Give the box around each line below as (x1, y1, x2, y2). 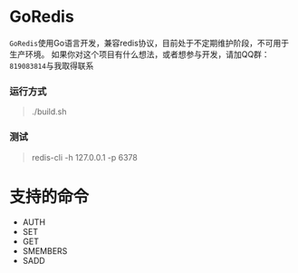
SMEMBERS (22, 246, 68, 257)
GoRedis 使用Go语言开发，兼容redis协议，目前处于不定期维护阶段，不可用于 (9, 37, 290, 48)
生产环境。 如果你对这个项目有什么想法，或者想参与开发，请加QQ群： (9, 48, 270, 60)
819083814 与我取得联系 (9, 60, 94, 71)
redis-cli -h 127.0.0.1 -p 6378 (31, 151, 138, 162)
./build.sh (31, 106, 67, 117)
